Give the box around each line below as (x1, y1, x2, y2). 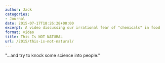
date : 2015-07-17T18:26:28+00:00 (5, 21, 74, 26)
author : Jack (5, 7, 32, 12)
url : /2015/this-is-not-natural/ (5, 39, 74, 44)
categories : (5, 12, 30, 17)
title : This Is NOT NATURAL (5, 35, 63, 40)
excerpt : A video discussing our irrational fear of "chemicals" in (5, 25, 149, 30)
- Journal (5, 16, 26, 21)
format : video (5, 30, 35, 35)
